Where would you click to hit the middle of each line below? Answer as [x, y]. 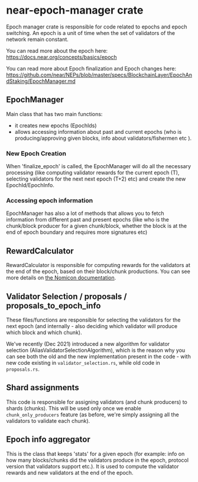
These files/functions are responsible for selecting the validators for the [93, 320]
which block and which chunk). [44, 332]
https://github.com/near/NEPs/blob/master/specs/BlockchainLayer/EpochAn [99, 75]
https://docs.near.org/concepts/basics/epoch [61, 57]
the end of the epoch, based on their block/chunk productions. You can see [98, 271]
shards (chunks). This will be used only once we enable [74, 408]
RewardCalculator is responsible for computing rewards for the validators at [98, 265]
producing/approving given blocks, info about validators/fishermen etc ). [103, 138]
